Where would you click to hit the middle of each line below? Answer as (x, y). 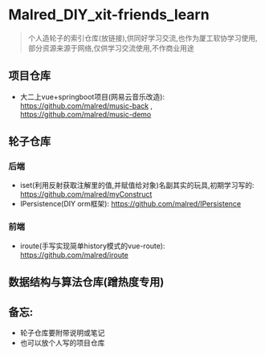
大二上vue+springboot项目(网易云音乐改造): (92, 96)
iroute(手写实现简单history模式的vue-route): (92, 246)
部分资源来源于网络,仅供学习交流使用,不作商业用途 (111, 48)
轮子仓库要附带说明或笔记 (62, 333)
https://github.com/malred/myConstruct (86, 194)
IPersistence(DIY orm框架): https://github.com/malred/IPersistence (130, 204)
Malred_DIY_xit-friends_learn (109, 15)
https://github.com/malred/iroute (74, 255)
